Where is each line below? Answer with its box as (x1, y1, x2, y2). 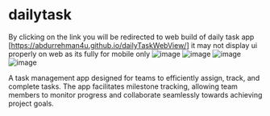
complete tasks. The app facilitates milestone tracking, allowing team (8, 82, 238, 91)
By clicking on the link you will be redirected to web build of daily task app (8, 32, 255, 42)
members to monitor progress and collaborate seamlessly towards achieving (8, 90, 263, 99)
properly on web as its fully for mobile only (8, 49, 151, 58)
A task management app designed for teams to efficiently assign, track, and (8, 73, 260, 82)
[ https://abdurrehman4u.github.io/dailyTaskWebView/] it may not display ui (8, 40, 258, 50)
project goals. (8, 98, 54, 108)
